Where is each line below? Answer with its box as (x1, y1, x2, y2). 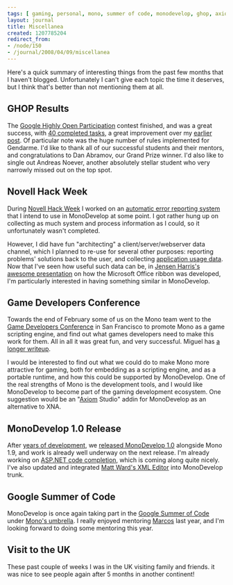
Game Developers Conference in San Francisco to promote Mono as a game (7, 322, 225, 331)
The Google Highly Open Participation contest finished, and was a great (7, 121, 213, 129)
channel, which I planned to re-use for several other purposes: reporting (7, 247, 214, 256)
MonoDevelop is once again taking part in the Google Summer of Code (7, 509, 209, 518)
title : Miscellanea (7, 23, 64, 30)
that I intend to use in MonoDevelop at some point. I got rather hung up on (7, 211, 218, 220)
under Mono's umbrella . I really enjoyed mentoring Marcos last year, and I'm (7, 516, 225, 525)
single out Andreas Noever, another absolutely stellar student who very (7, 158, 210, 167)
